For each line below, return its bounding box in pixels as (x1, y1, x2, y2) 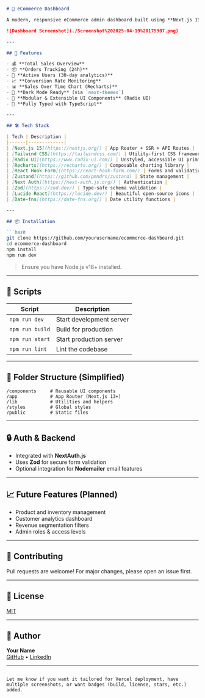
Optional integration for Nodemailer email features (15, 465, 143, 472)
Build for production (56, 325, 113, 333)
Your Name (6, 647, 35, 654)
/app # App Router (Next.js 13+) (6, 394, 121, 400)
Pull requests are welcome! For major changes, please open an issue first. (6, 567, 192, 575)
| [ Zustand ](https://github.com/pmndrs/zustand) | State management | (6, 174, 190, 180)
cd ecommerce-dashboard (6, 241, 67, 247)
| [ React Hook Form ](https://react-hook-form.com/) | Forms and (6, 168, 173, 174)
